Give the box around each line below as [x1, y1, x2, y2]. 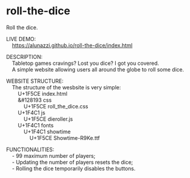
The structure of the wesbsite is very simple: [11, 83, 121, 90]
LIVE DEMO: [6, 35, 36, 42]
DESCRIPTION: [6, 53, 43, 60]
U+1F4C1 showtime [23, 128, 71, 135]
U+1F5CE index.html [17, 90, 68, 97]
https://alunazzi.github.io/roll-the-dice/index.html [11, 42, 132, 49]
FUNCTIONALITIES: [6, 146, 55, 153]
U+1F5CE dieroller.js [23, 115, 73, 123]
